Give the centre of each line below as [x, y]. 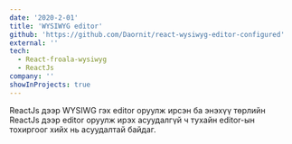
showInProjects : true [50, 85]
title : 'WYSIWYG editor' [56, 26]
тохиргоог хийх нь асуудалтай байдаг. [83, 129]
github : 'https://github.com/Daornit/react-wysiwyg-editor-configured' [147, 34]
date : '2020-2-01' [44, 18]
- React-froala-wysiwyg [62, 59]
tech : [19, 51]
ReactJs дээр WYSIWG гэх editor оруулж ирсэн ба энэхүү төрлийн [137, 110]
